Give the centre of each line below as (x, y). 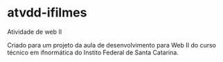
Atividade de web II (35, 32)
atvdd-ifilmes (47, 13)
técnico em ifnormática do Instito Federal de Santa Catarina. (93, 52)
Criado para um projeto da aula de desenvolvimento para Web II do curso (112, 45)
